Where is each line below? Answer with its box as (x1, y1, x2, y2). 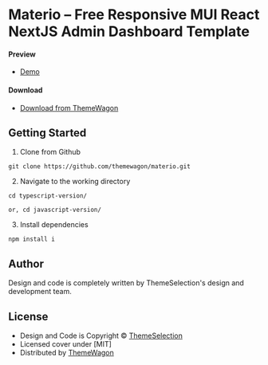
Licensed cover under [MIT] (19, 339, 112, 349)
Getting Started (8, 126, 87, 139)
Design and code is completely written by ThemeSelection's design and (8, 278, 245, 288)
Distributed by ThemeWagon (19, 348, 114, 358)
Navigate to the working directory (19, 177, 131, 186)
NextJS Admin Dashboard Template (8, 22, 250, 41)
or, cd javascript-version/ (8, 206, 102, 214)
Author (8, 257, 44, 270)
